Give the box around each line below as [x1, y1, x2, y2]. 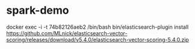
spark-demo [6, 4, 69, 17]
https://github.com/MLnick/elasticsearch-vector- [6, 29, 128, 36]
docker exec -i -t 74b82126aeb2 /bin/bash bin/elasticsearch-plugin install [6, 23, 189, 30]
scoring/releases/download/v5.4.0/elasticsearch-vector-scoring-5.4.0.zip [6, 36, 190, 43]
